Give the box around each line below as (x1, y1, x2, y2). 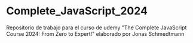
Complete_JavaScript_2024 (6, 4, 148, 18)
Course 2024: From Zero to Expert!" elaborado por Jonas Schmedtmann (6, 30, 185, 37)
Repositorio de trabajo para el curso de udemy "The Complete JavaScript (6, 24, 187, 31)
